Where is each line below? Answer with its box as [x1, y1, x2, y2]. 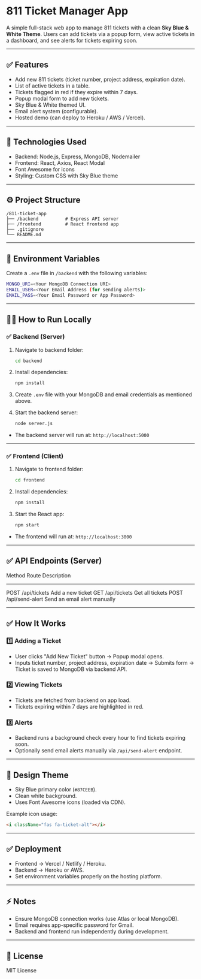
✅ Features [6, 60, 49, 70]
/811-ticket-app [6, 211, 47, 217]
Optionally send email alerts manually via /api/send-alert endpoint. [14, 747, 182, 754]
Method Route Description [6, 571, 71, 579]
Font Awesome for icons [14, 165, 75, 173]
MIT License [6, 967, 37, 974]
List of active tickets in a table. [14, 82, 90, 89]
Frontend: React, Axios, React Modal [14, 159, 105, 166]
